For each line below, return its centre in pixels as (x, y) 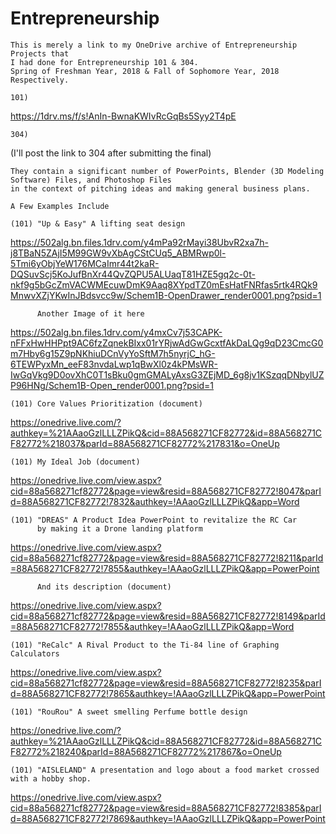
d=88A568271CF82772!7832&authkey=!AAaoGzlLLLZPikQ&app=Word (155, 501)
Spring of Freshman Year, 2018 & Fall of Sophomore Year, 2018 (145, 71)
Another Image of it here (90, 313)
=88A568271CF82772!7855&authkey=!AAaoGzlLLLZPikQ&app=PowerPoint (165, 568)
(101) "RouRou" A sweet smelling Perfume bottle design (129, 712)
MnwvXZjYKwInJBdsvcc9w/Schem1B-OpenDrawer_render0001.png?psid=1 (166, 295)
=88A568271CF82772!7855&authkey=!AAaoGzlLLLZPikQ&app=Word (152, 626)
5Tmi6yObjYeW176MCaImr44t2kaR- (85, 263)
